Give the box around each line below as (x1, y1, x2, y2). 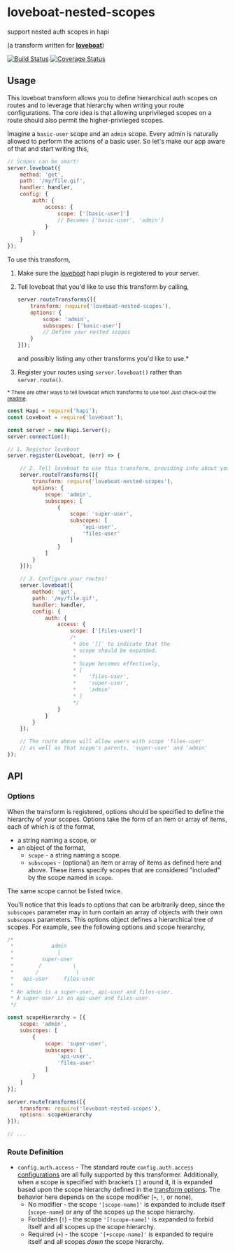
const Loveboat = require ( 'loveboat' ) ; (7, 414, 124, 421)
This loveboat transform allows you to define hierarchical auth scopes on (7, 93, 218, 102)
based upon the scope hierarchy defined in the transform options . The (17, 1186, 220, 1194)
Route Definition (7, 1147, 64, 1157)
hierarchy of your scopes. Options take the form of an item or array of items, (7, 815, 227, 823)
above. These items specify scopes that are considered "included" (27, 865, 220, 874)
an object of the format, (17, 843, 86, 852)
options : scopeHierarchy (20, 1111, 92, 1118)
